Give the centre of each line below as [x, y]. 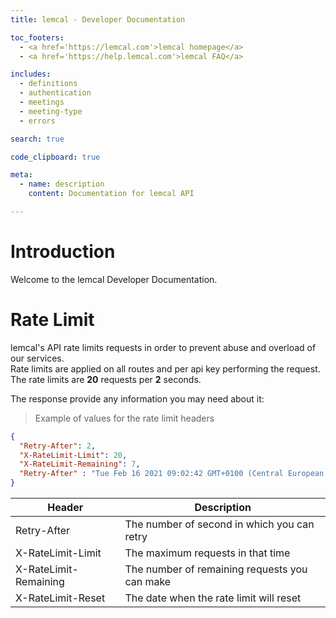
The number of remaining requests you [216, 569]
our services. [37, 358]
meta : [21, 175]
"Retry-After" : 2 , [58, 446]
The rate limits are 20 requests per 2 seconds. [106, 379]
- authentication [55, 93]
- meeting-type [51, 111]
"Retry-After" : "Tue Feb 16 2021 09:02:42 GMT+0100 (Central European [172, 474]
